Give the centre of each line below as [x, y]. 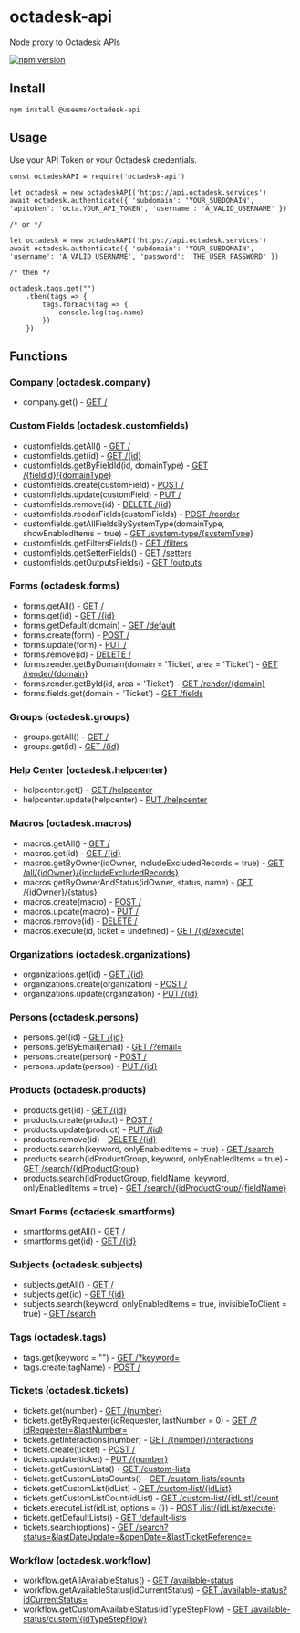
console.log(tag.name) [101, 313]
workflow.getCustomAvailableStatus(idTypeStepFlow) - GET [135, 1609]
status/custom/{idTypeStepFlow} [85, 1619]
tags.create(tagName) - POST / [82, 1367]
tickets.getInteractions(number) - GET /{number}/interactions [138, 1439]
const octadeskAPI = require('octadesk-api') [97, 176]
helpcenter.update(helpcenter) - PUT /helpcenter [115, 800]
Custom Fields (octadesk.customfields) [99, 426]
